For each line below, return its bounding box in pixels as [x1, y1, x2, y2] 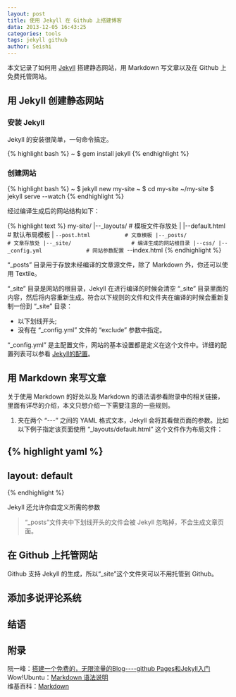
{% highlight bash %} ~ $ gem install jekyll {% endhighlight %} [7, 149, 190, 157]
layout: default [7, 470, 73, 482]
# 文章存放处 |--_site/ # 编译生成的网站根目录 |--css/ [7, 239, 216, 247]
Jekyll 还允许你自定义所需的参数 [7, 503, 101, 511]
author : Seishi [7, 43, 52, 50]
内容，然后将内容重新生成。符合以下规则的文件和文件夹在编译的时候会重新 [7, 293, 223, 301]
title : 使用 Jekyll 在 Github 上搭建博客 [7, 17, 122, 24]
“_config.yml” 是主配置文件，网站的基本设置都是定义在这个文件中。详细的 [7, 340, 221, 349]
